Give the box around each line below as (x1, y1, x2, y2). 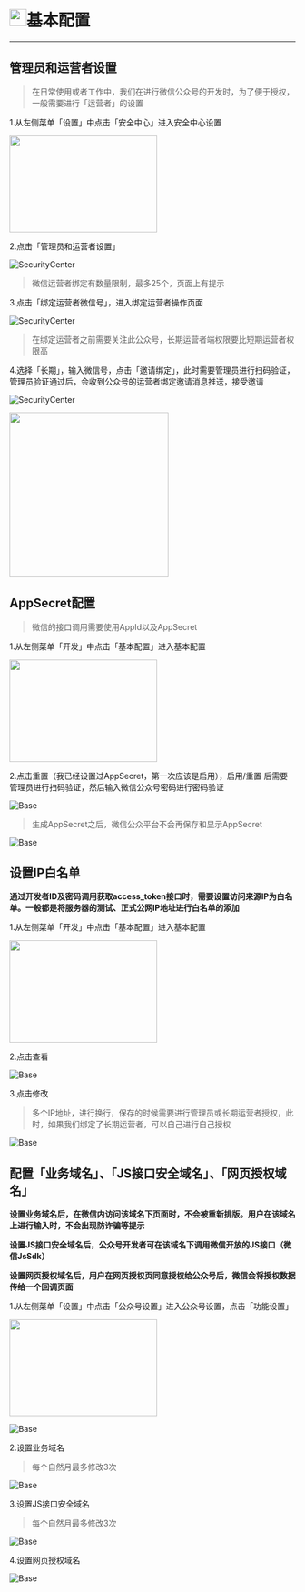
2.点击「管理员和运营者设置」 (9, 240, 121, 252)
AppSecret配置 (9, 596, 96, 611)
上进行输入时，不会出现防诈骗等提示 (9, 1220, 145, 1231)
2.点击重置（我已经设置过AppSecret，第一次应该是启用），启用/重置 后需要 (9, 770, 289, 781)
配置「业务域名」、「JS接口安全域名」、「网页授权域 (9, 1166, 288, 1181)
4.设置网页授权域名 (9, 1555, 81, 1566)
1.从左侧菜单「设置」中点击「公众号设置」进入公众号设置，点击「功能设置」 (9, 1301, 293, 1312)
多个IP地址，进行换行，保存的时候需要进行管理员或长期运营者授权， (31, 1107, 286, 1118)
